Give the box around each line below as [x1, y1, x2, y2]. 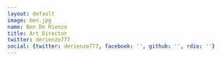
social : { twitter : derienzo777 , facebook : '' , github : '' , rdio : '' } [7, 43, 216, 50]
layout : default [7, 10, 55, 18]
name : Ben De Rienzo [7, 23, 68, 30]
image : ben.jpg [7, 17, 52, 24]
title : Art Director [7, 29, 68, 37]
